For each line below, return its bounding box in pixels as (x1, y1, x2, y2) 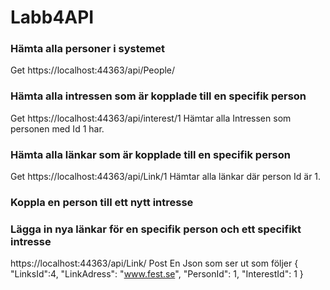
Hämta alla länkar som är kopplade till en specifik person (10, 147, 291, 161)
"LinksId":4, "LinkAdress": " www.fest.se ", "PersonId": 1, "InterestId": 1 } (10, 268, 304, 280)
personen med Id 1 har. (10, 122, 105, 135)
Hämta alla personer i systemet (10, 42, 165, 56)
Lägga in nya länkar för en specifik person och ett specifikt (10, 222, 302, 236)
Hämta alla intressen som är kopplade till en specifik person (10, 89, 307, 103)
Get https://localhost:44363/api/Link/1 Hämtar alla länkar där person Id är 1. (10, 171, 322, 183)
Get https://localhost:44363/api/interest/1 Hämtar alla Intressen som (10, 112, 292, 124)
